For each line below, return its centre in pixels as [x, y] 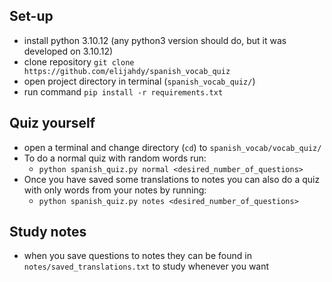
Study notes [48, 232]
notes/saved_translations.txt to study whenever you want [146, 266]
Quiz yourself [52, 123]
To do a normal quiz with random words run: [115, 158]
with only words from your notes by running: [115, 190]
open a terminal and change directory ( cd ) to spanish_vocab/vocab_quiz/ [172, 147]
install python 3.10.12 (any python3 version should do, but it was [155, 40]
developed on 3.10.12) [68, 51]
